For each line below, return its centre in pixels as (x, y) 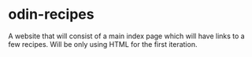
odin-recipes (51, 14)
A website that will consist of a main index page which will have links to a (127, 36)
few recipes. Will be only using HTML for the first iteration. (103, 44)
